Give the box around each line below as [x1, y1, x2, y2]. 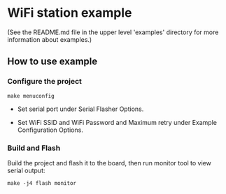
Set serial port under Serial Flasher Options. [17, 105, 144, 113]
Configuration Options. [17, 126, 84, 134]
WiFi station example [7, 5, 132, 21]
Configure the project [7, 77, 83, 87]
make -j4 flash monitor [7, 179, 77, 186]
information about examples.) [7, 35, 92, 43]
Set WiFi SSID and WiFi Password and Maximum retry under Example [17, 118, 217, 126]
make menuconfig [7, 92, 55, 99]
